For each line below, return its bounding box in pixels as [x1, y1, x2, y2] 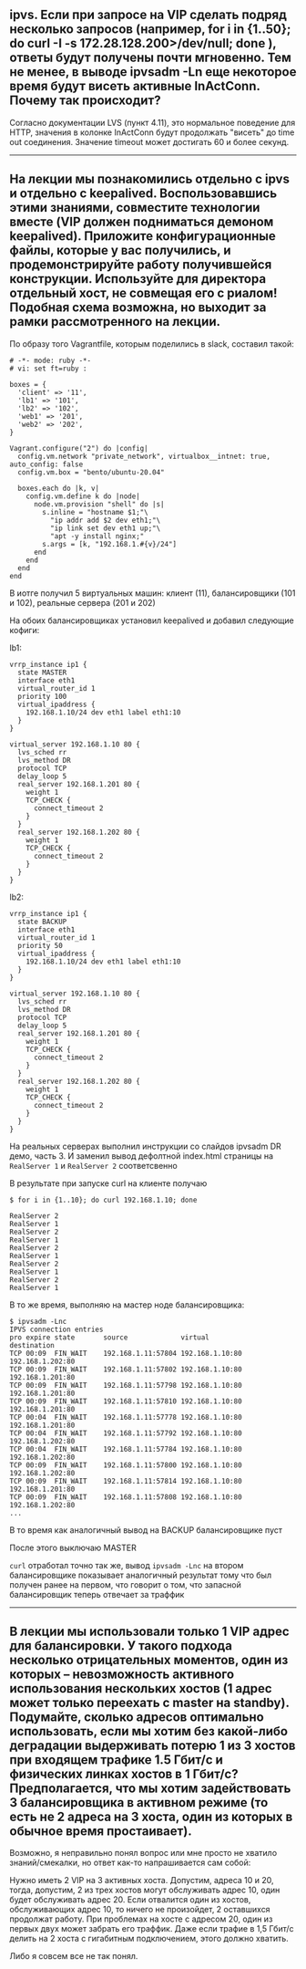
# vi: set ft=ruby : [9, 364, 88, 373]
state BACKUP [17, 917, 67, 926]
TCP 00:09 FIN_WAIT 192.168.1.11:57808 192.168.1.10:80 [9, 1492, 243, 1502]
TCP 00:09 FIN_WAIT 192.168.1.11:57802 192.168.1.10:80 [9, 1364, 243, 1374]
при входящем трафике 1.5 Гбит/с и [9, 1752, 223, 1768]
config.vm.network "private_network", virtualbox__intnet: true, [17, 452, 271, 461]
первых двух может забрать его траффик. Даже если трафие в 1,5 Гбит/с [9, 1923, 294, 1934]
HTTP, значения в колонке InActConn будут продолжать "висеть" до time [9, 127, 295, 138]
